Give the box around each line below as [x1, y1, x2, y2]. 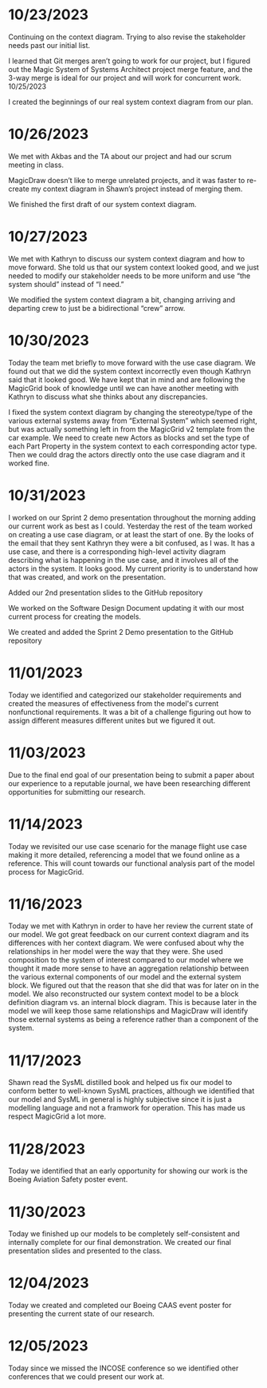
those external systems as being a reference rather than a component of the [8, 1015, 259, 1024]
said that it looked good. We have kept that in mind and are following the [8, 374, 245, 385]
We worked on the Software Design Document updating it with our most [8, 603, 245, 612]
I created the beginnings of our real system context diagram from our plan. [8, 97, 253, 106]
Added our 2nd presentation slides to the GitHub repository [8, 588, 203, 597]
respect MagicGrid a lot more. [8, 1111, 107, 1121]
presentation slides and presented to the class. [8, 1246, 163, 1256]
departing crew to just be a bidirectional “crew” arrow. [8, 303, 186, 313]
